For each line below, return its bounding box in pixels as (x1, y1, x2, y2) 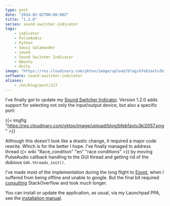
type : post (5, 7, 28, 13)
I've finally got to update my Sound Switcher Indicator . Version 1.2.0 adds (5, 97, 158, 103)
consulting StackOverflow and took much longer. (5, 180, 107, 186)
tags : (5, 26, 17, 31)
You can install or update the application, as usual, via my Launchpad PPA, (5, 189, 160, 195)
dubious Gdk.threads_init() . (5, 159, 66, 165)
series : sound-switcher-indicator (5, 21, 78, 27)
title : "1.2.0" (5, 17, 37, 22)
